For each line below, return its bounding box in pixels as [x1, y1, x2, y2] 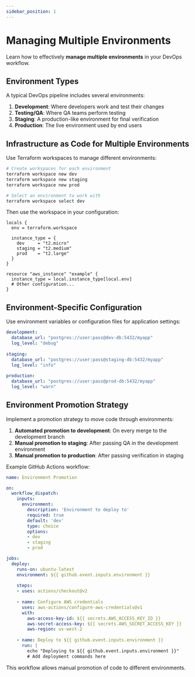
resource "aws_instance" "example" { [6, 271, 98, 277]
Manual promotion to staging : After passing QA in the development [14, 439, 179, 446]
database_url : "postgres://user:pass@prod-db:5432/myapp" [11, 378, 156, 384]
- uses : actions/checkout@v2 [16, 588, 88, 594]
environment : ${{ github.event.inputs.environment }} [16, 572, 150, 577]
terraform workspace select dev [6, 198, 85, 204]
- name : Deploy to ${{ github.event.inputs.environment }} [16, 637, 164, 643]
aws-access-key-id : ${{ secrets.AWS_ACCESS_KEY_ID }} [27, 616, 161, 621]
